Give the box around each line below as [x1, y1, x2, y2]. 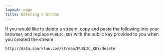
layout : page [5, 7, 33, 12]
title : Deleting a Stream [5, 12, 59, 17]
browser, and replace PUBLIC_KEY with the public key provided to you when [5, 31, 159, 37]
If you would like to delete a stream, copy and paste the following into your [5, 25, 159, 31]
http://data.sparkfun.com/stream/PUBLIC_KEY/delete [5, 46, 115, 51]
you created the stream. [5, 36, 55, 42]
